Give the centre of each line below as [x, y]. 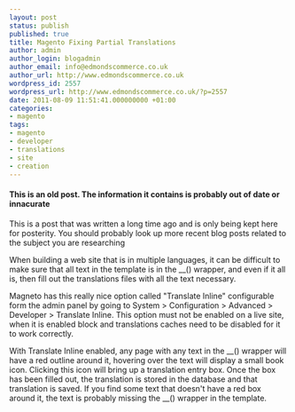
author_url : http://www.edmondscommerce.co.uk [97, 75]
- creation [29, 166]
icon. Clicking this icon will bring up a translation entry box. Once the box [143, 369]
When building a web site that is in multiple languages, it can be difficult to [145, 259]
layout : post [33, 17]
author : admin [35, 51]
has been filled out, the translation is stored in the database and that [134, 379]
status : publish [39, 26]
